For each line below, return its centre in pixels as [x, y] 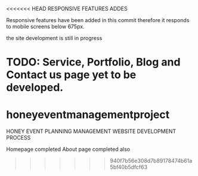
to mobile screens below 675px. [45, 27]
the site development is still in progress [54, 38]
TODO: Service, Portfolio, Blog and [93, 62]
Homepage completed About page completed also [68, 149]
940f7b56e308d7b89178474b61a [151, 161]
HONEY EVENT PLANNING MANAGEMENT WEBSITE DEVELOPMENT [91, 131]
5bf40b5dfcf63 [129, 167]
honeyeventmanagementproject [88, 115]
